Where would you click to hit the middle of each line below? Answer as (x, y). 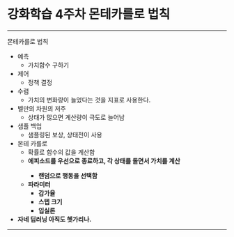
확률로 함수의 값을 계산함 (61, 152)
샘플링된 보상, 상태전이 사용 (65, 135)
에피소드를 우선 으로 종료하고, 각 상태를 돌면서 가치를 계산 (104, 160)
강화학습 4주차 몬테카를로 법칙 (89, 14)
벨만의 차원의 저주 (41, 108)
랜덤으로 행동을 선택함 (68, 176)
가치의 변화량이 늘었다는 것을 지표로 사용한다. (89, 100)
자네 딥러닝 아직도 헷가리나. (54, 219)
